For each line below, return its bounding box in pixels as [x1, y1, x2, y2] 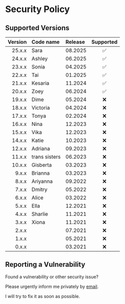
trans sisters [32, 154, 61, 160]
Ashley [32, 55, 48, 62]
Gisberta [32, 162, 52, 168]
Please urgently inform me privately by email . [5, 283, 99, 289]
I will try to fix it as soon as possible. [5, 293, 80, 299]
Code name [32, 39, 60, 45]
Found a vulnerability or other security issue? [5, 273, 99, 280]
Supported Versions [5, 24, 69, 32]
